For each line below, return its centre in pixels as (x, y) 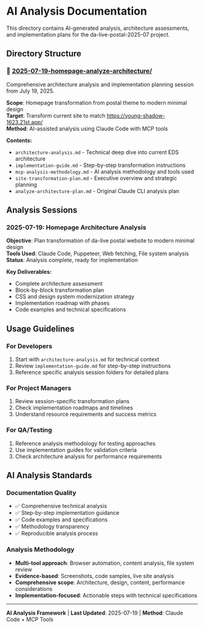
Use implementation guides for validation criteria (76, 450)
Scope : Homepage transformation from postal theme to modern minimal (97, 102)
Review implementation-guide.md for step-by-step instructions (93, 366)
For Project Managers (39, 388)
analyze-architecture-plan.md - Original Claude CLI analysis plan (97, 191)
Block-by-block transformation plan (59, 290)
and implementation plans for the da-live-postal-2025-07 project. (88, 34)
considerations (34, 588)
